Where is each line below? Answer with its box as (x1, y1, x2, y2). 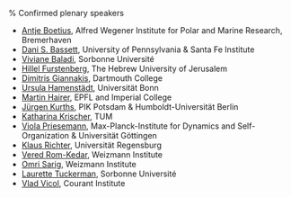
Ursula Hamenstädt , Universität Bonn (21, 83, 159, 93)
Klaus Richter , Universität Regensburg (21, 139, 163, 150)
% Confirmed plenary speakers (8, 8, 125, 18)
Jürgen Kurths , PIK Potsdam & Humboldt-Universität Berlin (21, 102, 239, 112)
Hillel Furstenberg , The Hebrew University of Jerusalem (21, 63, 228, 74)
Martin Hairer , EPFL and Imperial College (21, 92, 172, 103)
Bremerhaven (21, 35, 73, 45)
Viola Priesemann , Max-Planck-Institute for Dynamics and (21, 121, 235, 131)
